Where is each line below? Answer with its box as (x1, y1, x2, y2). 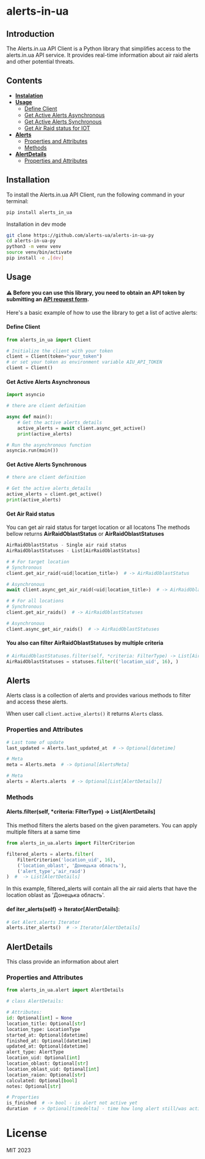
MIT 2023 (6, 1146, 31, 1153)
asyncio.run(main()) (6, 448, 59, 454)
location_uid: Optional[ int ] (6, 1055, 81, 1061)
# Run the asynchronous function (6, 442, 92, 448)
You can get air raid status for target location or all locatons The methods (6, 523, 190, 531)
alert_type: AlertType (6, 1049, 64, 1056)
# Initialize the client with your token (6, 348, 113, 354)
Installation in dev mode (6, 220, 67, 228)
